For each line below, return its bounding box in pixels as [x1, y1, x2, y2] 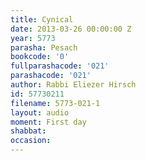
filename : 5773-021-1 [10, 98, 101, 108]
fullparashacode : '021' [10, 61, 110, 71]
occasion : [10, 136, 52, 146]
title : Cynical [10, 14, 74, 25]
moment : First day [10, 117, 87, 127]
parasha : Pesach [10, 42, 78, 53]
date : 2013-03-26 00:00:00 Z [10, 24, 132, 34]
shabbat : [10, 126, 47, 136]
